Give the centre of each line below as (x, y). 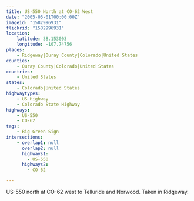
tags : (13, 126)
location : (18, 33)
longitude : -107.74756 (44, 45)
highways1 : (35, 153)
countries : (19, 72)
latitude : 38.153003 (42, 39)
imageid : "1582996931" (34, 22)
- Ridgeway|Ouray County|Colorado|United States (77, 55)
